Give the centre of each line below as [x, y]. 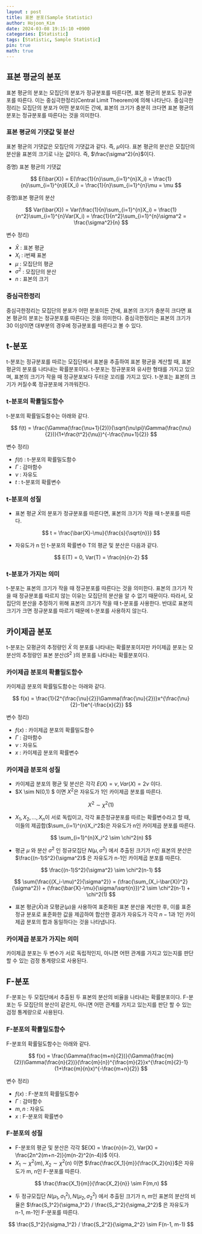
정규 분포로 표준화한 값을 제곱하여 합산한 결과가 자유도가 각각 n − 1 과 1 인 [99, 914]
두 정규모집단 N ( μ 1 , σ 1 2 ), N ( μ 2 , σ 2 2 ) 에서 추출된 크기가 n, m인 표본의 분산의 [102, 1196]
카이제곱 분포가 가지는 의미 [43, 939]
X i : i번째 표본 [31, 256]
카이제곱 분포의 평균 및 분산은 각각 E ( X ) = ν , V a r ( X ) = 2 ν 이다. [88, 784]
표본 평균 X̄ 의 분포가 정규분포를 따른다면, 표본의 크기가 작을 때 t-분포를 [97, 513]
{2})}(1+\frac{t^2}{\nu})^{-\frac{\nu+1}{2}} [97, 434]
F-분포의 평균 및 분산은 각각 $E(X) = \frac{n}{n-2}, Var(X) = [86, 1147]
